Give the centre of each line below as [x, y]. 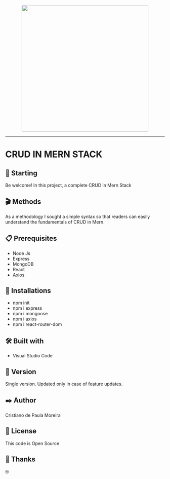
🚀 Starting [22, 173]
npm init [21, 303]
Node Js [21, 253]
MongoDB [23, 264]
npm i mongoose [30, 314]
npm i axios [25, 319]
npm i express [27, 308]
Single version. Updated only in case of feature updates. [64, 384]
